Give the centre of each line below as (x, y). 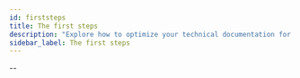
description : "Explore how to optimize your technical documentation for (150, 34)
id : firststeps (38, 17)
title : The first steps (54, 26)
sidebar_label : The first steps (70, 43)
